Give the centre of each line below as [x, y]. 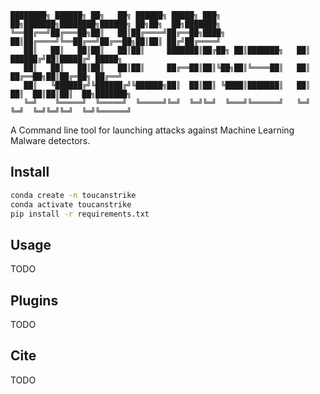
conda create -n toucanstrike [73, 195]
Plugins [34, 300]
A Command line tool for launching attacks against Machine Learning [152, 130]
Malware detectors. [50, 140]
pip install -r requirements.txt [80, 214]
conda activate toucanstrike [71, 204]
